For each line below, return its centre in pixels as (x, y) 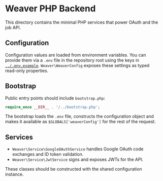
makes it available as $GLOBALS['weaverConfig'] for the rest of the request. (81, 122)
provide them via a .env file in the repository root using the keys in (72, 60)
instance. (15, 174)
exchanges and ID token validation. (48, 154)
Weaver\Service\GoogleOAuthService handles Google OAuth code (78, 149)
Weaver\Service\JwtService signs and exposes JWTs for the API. (78, 160)
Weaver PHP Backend (50, 9)
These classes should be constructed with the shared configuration (74, 169)
